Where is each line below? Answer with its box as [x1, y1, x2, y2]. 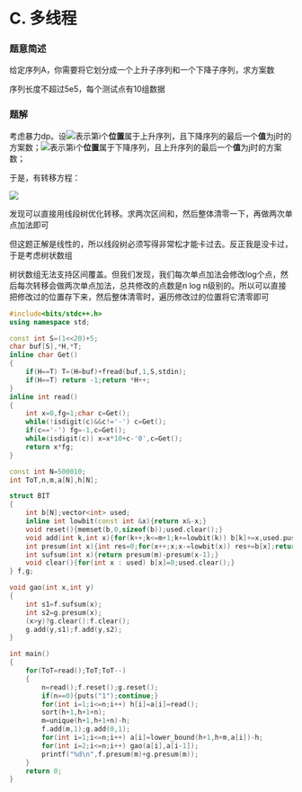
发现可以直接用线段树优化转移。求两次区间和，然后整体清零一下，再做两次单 [9, 208, 293, 218]
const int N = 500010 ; [9, 467, 87, 476]
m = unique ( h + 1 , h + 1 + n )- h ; [41, 716, 130, 725]
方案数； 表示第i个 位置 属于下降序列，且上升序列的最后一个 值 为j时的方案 [9, 141, 282, 153]
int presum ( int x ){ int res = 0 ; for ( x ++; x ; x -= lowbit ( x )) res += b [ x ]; [25, 541, 276, 551]
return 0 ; [25, 766, 63, 776]
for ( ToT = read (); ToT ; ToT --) [25, 666, 127, 675]
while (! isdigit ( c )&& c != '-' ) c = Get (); [25, 417, 167, 427]
